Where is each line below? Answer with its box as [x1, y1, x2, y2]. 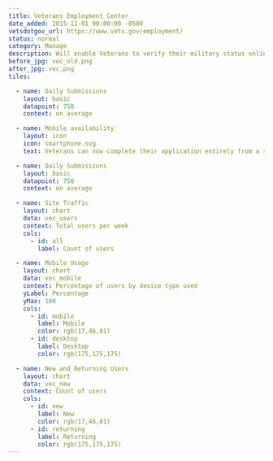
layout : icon [23, 132, 67, 141]
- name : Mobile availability [15, 124, 115, 133]
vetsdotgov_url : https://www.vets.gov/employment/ [8, 27, 184, 35]
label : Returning [37, 433, 96, 441]
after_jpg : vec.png [8, 65, 75, 73]
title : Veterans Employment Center [8, 11, 129, 20]
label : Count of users [37, 245, 115, 253]
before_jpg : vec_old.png [8, 58, 93, 66]
